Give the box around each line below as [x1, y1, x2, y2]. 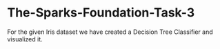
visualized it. [7, 35, 43, 43]
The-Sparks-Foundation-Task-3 [7, 5, 195, 21]
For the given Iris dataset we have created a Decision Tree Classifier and [7, 28, 214, 36]
